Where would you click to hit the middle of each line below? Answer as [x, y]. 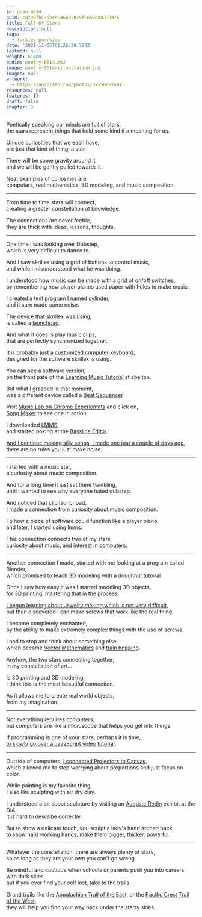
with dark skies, [26, 876]
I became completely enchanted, [47, 623]
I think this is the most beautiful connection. [60, 684]
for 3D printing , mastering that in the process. [63, 593]
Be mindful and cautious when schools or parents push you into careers [95, 870]
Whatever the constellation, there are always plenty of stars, [81, 852]
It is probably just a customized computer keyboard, [71, 352]
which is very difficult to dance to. [48, 250]
